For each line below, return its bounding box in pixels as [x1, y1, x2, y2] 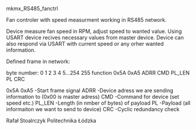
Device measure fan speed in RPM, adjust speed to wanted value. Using [6, 28, 182, 35]
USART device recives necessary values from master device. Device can [6, 34, 184, 41]
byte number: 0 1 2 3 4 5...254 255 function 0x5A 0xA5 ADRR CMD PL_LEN [6, 69, 190, 76]
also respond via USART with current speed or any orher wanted [6, 41, 164, 47]
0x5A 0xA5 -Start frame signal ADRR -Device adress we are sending [6, 87, 173, 94]
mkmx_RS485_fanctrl [6, 5, 58, 12]
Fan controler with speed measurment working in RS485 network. [6, 16, 167, 23]
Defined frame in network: [6, 58, 70, 65]
